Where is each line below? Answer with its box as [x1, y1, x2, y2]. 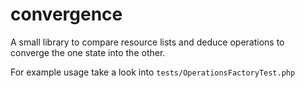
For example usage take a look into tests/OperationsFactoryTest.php [10, 66, 296, 78]
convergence [10, 3, 123, 26]
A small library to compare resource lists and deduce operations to [10, 36, 285, 48]
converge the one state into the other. [10, 46, 166, 58]
